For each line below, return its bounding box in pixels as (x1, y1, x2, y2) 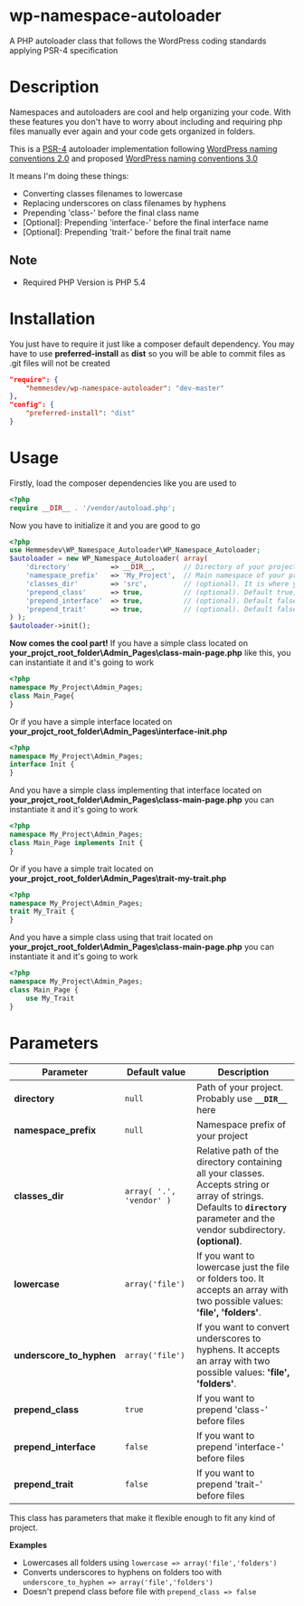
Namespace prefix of (195, 1118, 287, 1131)
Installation (9, 309, 96, 328)
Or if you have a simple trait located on (9, 863, 154, 874)
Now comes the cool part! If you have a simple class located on (9, 638, 249, 649)
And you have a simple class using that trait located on (9, 932, 214, 943)
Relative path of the (195, 1144, 280, 1156)
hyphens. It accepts (195, 1343, 280, 1355)
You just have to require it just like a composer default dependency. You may (9, 338, 295, 349)
